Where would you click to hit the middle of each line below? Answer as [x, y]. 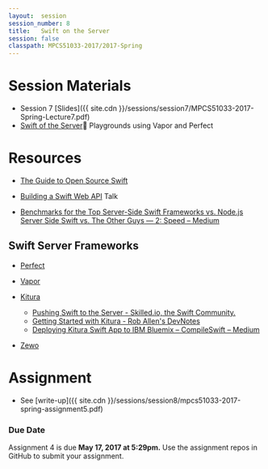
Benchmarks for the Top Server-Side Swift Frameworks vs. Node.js [132, 212]
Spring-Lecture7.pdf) [55, 117]
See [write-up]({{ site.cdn [63, 400]
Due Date [27, 429]
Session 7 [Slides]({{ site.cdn [68, 108]
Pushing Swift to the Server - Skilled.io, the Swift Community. [134, 312]
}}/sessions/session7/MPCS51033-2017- [186, 108]
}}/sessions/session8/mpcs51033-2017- [174, 400]
